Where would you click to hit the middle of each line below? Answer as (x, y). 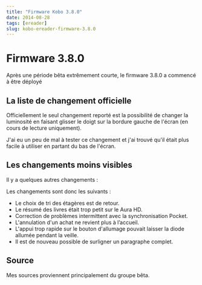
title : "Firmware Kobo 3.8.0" (44, 12)
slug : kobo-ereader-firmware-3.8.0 (51, 29)
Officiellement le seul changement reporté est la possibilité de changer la (97, 115)
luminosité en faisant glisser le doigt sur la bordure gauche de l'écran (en (97, 122)
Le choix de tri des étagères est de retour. (67, 203)
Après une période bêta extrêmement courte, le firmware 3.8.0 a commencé (101, 75)
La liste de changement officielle (69, 101)
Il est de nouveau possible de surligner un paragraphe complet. (94, 242)
